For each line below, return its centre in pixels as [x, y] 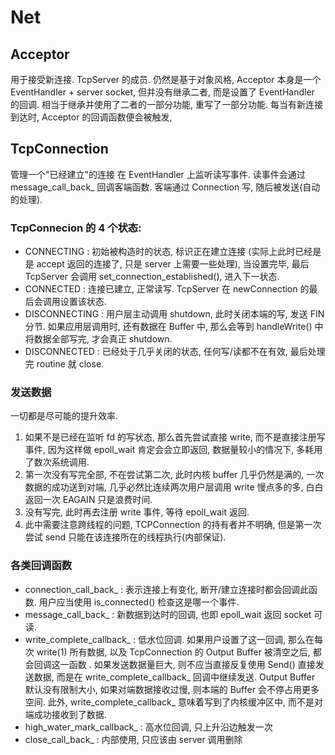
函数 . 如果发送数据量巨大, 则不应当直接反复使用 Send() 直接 [192, 664]
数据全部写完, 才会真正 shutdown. [103, 339]
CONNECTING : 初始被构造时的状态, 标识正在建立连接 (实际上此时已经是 [173, 252]
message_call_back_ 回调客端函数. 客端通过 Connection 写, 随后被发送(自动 [165, 187]
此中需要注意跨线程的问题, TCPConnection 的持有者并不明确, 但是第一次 [173, 525]
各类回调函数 [41, 566]
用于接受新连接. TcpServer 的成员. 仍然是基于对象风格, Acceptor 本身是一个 [166, 79]
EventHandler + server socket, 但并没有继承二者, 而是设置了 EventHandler [162, 92]
